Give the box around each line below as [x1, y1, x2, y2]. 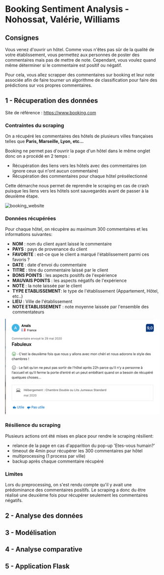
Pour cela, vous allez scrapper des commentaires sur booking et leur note [5, 72, 155, 77]
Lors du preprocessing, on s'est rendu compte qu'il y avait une [5, 482, 132, 488]
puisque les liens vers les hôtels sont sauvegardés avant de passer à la [5, 188, 149, 194]
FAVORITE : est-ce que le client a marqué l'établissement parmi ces [12, 251, 149, 257]
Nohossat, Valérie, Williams [5, 14, 120, 25]
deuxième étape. [5, 193, 39, 199]
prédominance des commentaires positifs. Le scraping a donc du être [5, 487, 146, 493]
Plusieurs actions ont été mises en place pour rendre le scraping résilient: [5, 433, 154, 439]
